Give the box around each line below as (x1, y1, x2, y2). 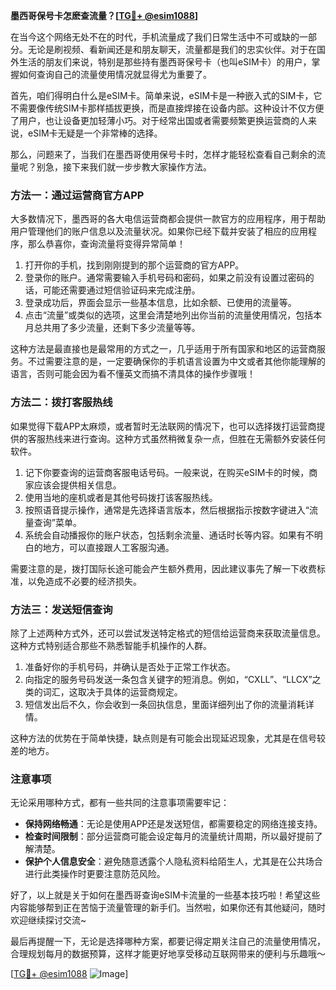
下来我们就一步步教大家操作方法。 (71, 161, 212, 173)
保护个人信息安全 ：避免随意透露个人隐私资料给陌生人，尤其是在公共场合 (24, 855, 323, 868)
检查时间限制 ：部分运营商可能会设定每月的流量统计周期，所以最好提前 (24, 830, 315, 843)
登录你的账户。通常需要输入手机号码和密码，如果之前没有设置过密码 (24, 272, 306, 284)
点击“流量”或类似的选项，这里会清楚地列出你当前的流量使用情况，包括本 (24, 309, 323, 321)
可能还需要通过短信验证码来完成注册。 (42, 284, 201, 296)
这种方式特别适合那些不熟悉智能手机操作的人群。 (10, 639, 212, 651)
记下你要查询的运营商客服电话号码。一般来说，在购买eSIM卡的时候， (24, 466, 310, 478)
